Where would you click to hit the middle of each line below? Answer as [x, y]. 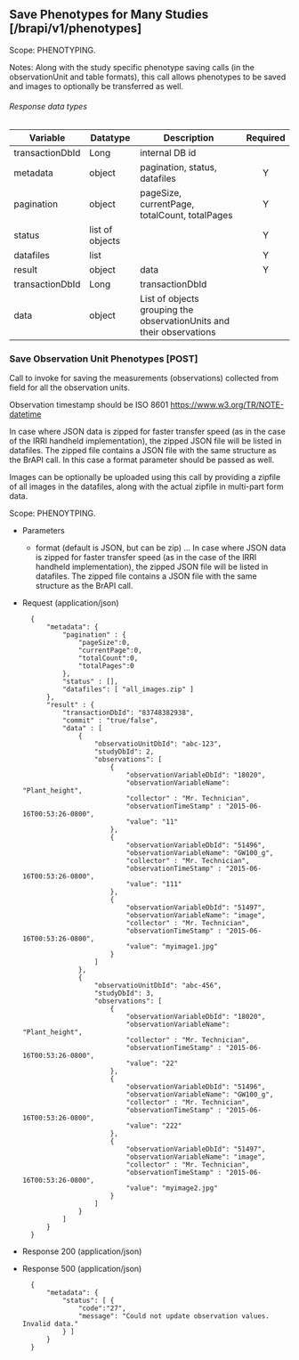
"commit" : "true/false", [110, 721]
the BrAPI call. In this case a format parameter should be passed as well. [142, 460]
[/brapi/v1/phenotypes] [76, 29]
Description [189, 138]
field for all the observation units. [70, 387]
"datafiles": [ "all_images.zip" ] [128, 689]
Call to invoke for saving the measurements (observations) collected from [144, 379]
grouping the [166, 310]
